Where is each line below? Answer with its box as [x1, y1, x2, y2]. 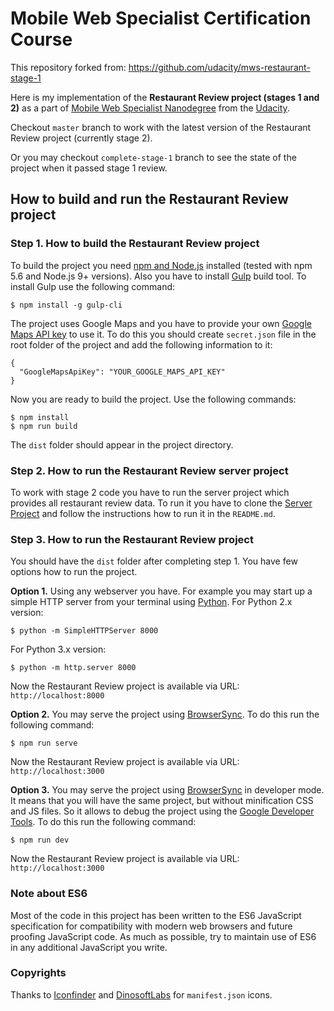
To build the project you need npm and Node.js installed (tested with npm [10, 259, 313, 271]
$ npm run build [10, 421, 78, 431]
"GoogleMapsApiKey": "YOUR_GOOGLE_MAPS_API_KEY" [19, 367, 226, 377]
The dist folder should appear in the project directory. [10, 438, 234, 451]
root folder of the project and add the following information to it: [10, 338, 273, 351]
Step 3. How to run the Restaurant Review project [10, 532, 254, 546]
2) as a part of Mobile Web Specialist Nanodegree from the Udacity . [10, 102, 290, 114]
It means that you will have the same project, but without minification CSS [10, 795, 314, 807]
